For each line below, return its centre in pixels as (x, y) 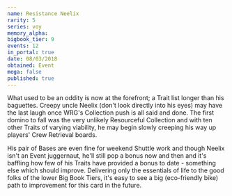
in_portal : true (31, 53)
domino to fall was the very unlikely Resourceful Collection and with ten (110, 120)
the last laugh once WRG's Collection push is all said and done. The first (111, 113)
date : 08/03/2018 (32, 59)
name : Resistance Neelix (43, 14)
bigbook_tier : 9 (31, 40)
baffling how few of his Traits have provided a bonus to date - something (111, 163)
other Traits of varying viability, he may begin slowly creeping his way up (112, 128)
